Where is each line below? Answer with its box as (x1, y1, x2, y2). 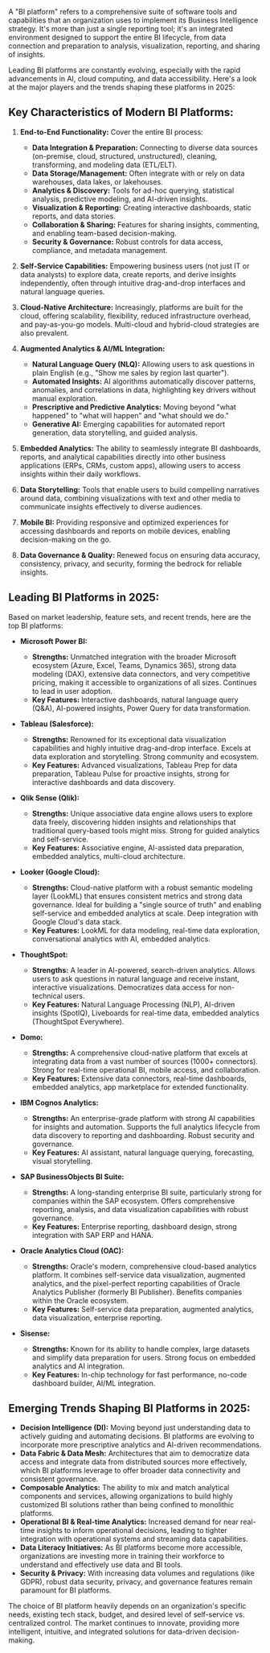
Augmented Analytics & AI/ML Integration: (19, 343, 166, 353)
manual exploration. (31, 393, 98, 403)
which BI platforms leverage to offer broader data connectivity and (19, 1466, 241, 1476)
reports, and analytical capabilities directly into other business (19, 451, 227, 462)
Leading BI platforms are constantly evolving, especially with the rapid (8, 65, 241, 75)
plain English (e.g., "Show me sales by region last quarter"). (31, 368, 230, 377)
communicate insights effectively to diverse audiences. (19, 501, 203, 511)
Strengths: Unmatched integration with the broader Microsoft (31, 652, 237, 662)
